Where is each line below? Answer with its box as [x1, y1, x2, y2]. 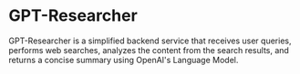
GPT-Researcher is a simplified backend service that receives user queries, [8, 35, 292, 46]
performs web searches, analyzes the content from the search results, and [8, 44, 289, 55]
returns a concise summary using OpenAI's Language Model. [8, 54, 239, 65]
